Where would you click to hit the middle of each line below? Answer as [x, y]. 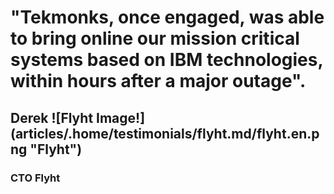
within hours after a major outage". [158, 81]
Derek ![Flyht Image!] [78, 117]
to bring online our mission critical [155, 38]
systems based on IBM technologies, [166, 60]
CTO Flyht [35, 178]
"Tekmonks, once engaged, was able [167, 17]
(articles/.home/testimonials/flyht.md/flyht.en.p [165, 133]
